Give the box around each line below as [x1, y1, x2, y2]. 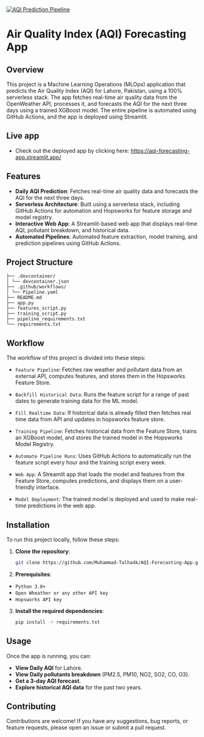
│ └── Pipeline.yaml [6, 289, 59, 296]
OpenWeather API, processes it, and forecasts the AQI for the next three [6, 100, 187, 107]
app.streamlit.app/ [15, 153, 62, 161]
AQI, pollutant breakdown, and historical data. [15, 226, 130, 233]
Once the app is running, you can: [6, 652, 91, 659]
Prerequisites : [15, 570, 52, 577]
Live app [6, 131, 40, 141]
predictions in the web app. [27, 502, 96, 510]
